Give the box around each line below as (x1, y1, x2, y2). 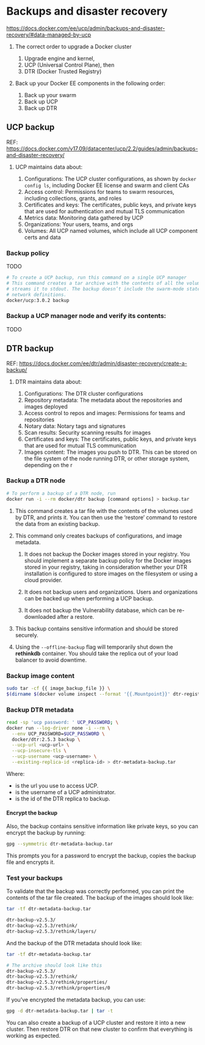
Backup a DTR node (6, 476, 66, 485)
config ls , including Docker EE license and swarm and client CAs (24, 182, 190, 189)
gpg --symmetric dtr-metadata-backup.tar (6, 841, 113, 847)
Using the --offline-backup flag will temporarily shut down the (15, 643, 173, 651)
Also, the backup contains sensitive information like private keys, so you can (6, 822, 198, 830)
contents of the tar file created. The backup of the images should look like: (6, 894, 194, 901)
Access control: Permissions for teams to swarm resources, (24, 188, 175, 195)
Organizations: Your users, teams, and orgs (24, 220, 134, 227)
